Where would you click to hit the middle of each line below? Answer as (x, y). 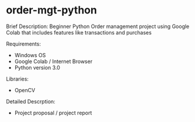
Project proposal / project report (53, 113)
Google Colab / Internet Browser (53, 61)
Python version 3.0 (37, 67)
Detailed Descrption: (31, 101)
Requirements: (23, 44)
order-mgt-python (52, 10)
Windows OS (30, 55)
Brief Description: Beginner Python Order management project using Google (98, 26)
